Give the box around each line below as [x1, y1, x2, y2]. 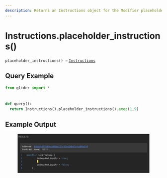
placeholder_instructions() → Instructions [5, 58, 96, 63]
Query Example [5, 71, 54, 80]
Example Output [5, 120, 56, 129]
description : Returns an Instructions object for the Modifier [5, 8, 139, 13]
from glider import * [5, 85, 50, 91]
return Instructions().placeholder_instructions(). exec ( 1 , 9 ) [9, 106, 139, 112]
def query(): [5, 101, 32, 106]
